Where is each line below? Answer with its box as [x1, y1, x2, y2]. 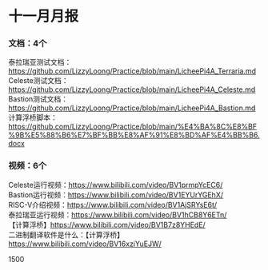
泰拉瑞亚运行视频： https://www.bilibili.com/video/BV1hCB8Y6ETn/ [8, 209, 227, 220]
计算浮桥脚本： [8, 113, 58, 122]
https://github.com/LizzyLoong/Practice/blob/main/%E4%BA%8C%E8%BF [8, 121, 258, 132]
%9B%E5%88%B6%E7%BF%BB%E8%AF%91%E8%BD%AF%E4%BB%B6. [8, 130, 260, 140]
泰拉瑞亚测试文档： [8, 58, 72, 67]
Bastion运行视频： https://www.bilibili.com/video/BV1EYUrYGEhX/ [8, 189, 224, 200]
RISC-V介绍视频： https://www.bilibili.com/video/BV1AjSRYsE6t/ [8, 200, 218, 209]
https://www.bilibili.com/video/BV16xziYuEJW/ [8, 239, 162, 248]
